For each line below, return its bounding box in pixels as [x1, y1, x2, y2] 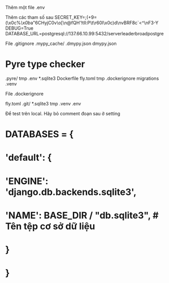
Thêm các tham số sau [5, 14, 54, 20]
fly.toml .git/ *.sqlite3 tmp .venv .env [5, 100, 81, 106]
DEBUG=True [5, 25, 34, 31]
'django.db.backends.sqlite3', [5, 186, 137, 198]
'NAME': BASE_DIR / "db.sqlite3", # [5, 209, 159, 221]
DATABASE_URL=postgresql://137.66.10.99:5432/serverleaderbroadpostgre [5, 31, 164, 36]
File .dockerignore [5, 91, 44, 97]
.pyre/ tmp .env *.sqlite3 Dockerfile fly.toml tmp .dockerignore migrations [5, 75, 159, 81]
